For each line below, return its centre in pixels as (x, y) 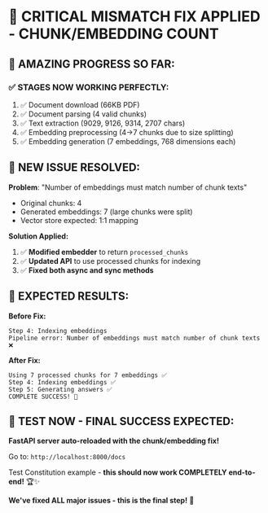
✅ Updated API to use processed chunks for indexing (110, 261)
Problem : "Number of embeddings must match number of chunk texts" (128, 187)
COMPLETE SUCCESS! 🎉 (44, 397)
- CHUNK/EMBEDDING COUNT (114, 34)
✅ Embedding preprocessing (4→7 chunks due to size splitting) (127, 132)
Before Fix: (27, 316)
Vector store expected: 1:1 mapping (79, 220)
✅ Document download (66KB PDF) (80, 104)
